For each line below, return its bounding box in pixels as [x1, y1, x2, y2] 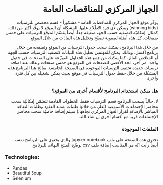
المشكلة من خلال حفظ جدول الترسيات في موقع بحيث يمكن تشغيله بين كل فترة [15, 70, 158, 76]
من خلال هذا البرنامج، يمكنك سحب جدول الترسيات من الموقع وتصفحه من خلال [16, 44, 158, 50]
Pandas [12, 165, 28, 170]
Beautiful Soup [12, 170, 42, 176]
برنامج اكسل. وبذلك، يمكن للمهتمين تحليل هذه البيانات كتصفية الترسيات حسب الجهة [8, 49, 158, 55]
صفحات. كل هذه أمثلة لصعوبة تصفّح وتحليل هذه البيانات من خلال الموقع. [29, 35, 158, 41]
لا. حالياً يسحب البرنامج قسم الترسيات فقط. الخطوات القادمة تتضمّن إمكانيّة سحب [11, 98, 158, 104]
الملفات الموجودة [122, 126, 158, 133]
